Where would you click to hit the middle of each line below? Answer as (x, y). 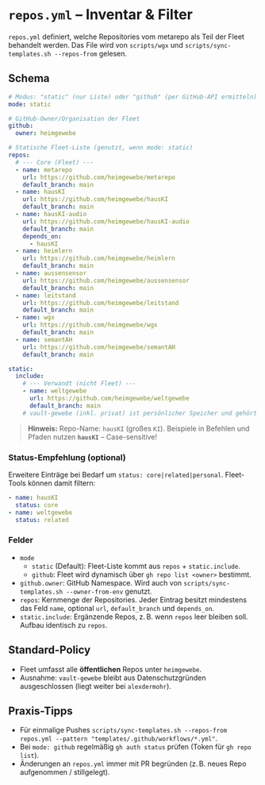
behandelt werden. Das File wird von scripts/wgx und (96, 44)
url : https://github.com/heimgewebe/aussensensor (106, 280)
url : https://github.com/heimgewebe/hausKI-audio (106, 221)
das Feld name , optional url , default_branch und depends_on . (117, 608)
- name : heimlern (44, 251)
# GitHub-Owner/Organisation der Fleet (74, 118)
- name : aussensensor (51, 273)
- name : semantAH (44, 339)
